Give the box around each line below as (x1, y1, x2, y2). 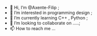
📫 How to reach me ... (9, 26, 56, 31)
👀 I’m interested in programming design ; (9, 10, 93, 16)
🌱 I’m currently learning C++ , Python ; (9, 15, 88, 20)
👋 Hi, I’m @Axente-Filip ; (9, 5, 60, 10)
